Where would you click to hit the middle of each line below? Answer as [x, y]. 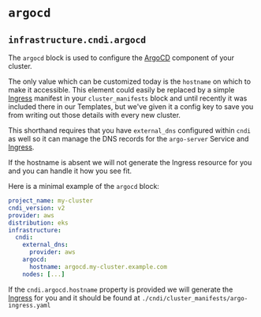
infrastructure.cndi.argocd [77, 40]
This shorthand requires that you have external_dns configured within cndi [129, 130]
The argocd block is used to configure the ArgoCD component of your [121, 58]
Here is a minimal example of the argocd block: [84, 186]
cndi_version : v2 [37, 208]
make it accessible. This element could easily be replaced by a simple [121, 90]
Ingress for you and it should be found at [74, 297]
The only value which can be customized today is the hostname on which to [129, 81]
